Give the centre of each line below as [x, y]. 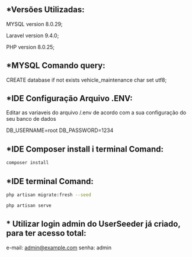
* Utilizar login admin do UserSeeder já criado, [93, 224]
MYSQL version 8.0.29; [35, 24]
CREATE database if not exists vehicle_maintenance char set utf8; [87, 80]
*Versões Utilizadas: [45, 10]
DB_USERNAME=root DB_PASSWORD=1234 [60, 130]
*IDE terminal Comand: [50, 181]
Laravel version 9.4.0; [33, 36]
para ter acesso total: [47, 233]
